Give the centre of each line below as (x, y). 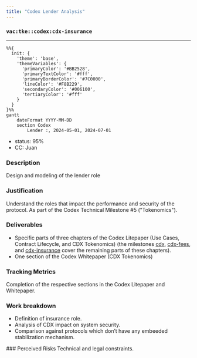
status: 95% (29, 141)
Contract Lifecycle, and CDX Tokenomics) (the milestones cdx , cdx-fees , (102, 244)
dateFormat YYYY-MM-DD (44, 120)
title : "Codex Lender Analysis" (45, 11)
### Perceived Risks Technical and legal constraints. (70, 349)
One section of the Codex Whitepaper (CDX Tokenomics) (84, 256)
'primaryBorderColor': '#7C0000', (64, 79)
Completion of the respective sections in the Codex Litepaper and (86, 285)
